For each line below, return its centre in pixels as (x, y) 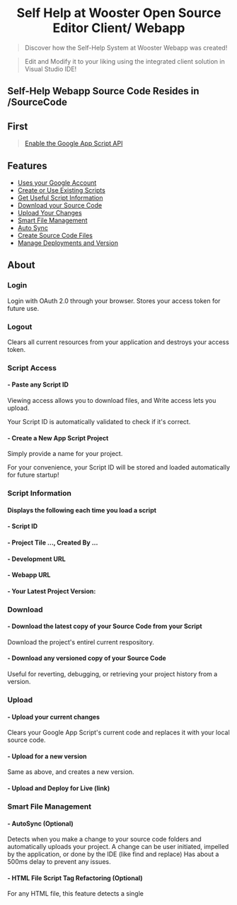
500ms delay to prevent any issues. (59, 862)
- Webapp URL (29, 575)
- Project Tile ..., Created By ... (53, 542)
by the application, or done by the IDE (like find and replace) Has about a (113, 854)
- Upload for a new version (47, 756)
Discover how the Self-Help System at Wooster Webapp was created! (126, 47)
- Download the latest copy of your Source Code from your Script (105, 626)
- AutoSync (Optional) (41, 824)
